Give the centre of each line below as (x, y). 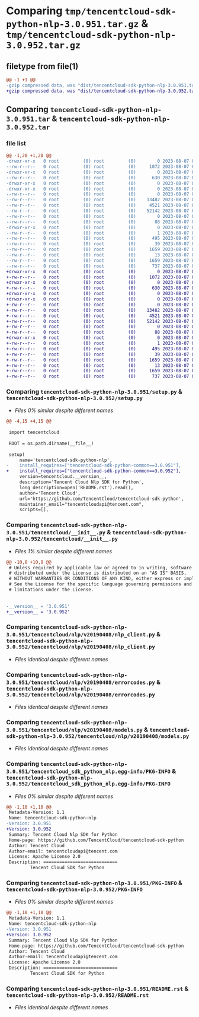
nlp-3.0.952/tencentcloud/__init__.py (62, 539)
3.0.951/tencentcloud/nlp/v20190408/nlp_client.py (81, 635)
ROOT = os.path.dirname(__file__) (51, 443)
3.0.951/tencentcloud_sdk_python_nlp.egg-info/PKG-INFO (88, 772)
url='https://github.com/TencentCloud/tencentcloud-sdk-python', (102, 499)
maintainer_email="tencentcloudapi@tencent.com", (82, 504)
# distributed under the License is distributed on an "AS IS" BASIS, (97, 573)
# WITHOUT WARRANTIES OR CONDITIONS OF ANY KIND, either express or (95, 579)
